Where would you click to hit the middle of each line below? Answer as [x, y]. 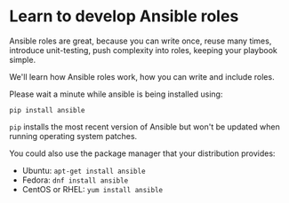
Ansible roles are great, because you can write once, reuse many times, [140, 41]
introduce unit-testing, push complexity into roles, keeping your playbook [144, 50]
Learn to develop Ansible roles [124, 16]
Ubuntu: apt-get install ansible [84, 170]
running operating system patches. [73, 136]
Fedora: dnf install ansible [75, 180]
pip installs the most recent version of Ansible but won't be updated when [144, 127]
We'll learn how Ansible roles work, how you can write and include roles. [142, 76]
